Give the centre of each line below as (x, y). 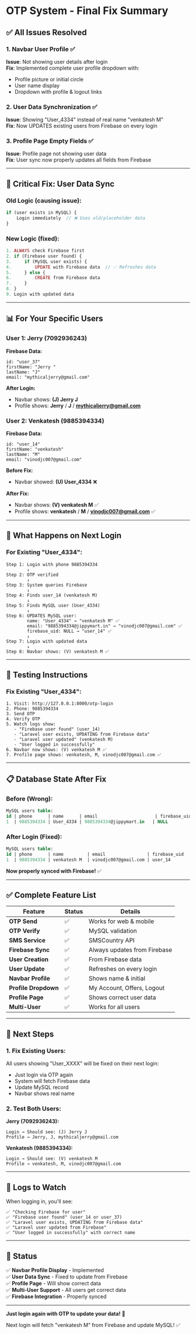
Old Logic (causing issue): (44, 200)
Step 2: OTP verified (32, 575)
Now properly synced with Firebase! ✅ (54, 871)
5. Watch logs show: (31, 724)
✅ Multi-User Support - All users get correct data (66, 1290)
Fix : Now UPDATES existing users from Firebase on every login (82, 126)
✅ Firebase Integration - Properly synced (56, 1296)
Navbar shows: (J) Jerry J (46, 399)
